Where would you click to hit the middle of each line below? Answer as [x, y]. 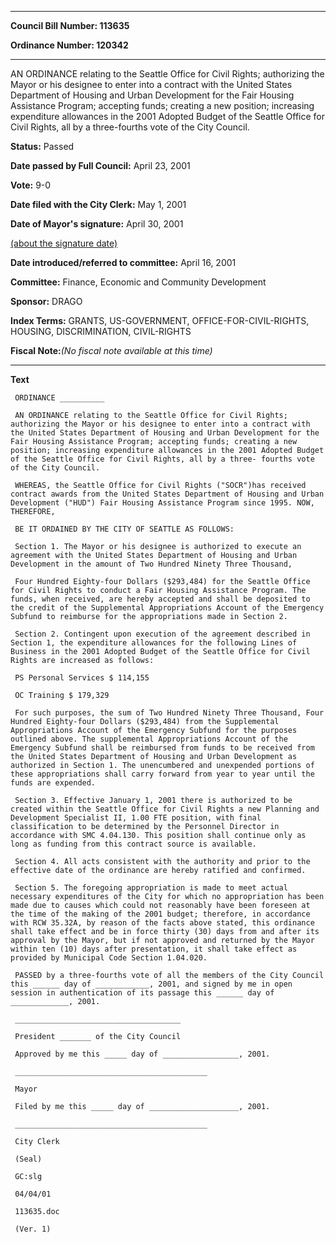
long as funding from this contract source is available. [133, 844]
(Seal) [28, 1159]
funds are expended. [53, 783]
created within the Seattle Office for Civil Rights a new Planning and [165, 809]
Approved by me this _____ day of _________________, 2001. [142, 1054]
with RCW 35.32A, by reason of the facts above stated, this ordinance [162, 923]
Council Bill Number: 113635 [70, 25]
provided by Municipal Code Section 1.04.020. [109, 958]
